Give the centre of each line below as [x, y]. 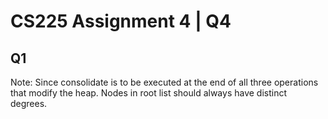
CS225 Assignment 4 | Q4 [121, 21]
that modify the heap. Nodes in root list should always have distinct [149, 93]
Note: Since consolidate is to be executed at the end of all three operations [164, 82]
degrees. [29, 103]
